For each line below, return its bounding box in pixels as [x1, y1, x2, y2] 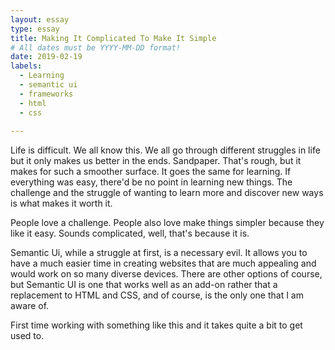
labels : [10, 61, 43, 71]
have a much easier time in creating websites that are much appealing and [10, 257, 317, 270]
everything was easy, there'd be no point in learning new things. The [10, 176, 293, 188]
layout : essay [10, 14, 70, 25]
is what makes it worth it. [10, 197, 113, 210]
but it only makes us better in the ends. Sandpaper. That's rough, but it [10, 155, 302, 167]
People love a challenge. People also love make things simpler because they [10, 217, 325, 229]
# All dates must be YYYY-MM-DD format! [10, 42, 182, 53]
